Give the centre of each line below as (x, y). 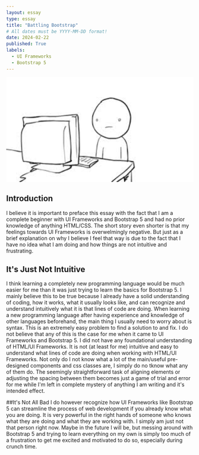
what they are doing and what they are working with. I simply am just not (95, 421)
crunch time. (22, 447)
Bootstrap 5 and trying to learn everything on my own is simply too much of (99, 434)
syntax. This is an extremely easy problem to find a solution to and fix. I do (97, 328)
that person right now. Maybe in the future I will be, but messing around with (99, 428)
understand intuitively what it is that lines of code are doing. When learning (98, 309)
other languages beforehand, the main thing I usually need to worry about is (99, 321)
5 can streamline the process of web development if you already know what (99, 409)
